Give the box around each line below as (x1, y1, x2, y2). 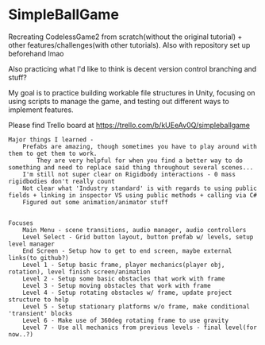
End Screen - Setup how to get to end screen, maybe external (22, 246, 232, 255)
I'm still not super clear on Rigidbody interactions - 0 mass (22, 170, 236, 178)
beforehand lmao (8, 48, 64, 58)
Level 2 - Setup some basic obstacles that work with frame (22, 274, 225, 283)
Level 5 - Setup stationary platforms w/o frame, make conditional (22, 302, 250, 311)
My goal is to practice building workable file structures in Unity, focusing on (8, 87, 255, 97)
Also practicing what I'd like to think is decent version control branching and (8, 64, 257, 73)
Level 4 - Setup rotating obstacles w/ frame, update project (22, 289, 232, 297)
